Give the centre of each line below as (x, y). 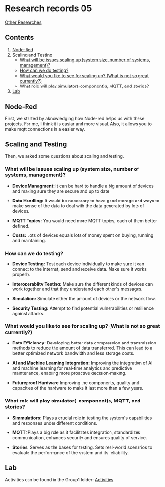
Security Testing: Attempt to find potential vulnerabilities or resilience (83, 308)
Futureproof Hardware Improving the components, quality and (76, 383)
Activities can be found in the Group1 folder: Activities (59, 480)
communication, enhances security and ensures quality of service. (80, 437)
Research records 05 (49, 9)
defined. (21, 226)
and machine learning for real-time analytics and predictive (72, 368)
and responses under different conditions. (55, 423)
